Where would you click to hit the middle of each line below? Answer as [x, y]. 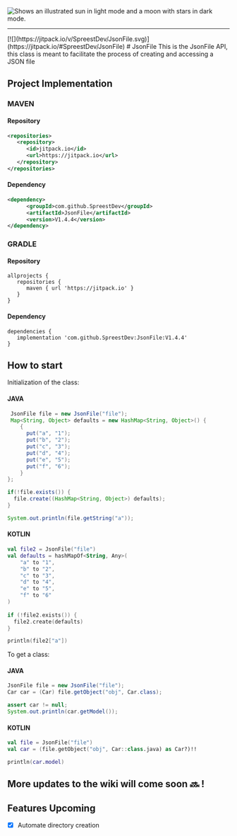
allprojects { [28, 276]
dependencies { [30, 331]
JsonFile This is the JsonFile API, [180, 46]
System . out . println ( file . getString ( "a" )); [71, 518]
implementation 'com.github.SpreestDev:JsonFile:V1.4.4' [102, 338]
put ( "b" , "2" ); [48, 440]
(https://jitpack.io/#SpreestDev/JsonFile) [66, 46]
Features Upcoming [51, 808]
